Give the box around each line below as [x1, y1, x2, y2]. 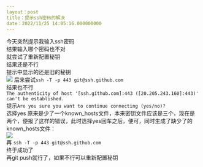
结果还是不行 [6, 61, 39, 68]
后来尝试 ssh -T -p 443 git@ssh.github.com [13, 76, 124, 83]
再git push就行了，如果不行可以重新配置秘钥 [6, 154, 118, 161]
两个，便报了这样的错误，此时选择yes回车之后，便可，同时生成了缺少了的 [6, 117, 193, 125]
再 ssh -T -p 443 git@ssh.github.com [6, 139, 102, 146]
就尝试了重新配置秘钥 [6, 53, 60, 61]
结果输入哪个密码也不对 [6, 45, 66, 53]
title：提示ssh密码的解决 [6, 15, 66, 21]
